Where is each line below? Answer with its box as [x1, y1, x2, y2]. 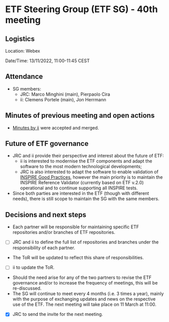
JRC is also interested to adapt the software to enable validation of [20, 169, 159, 175]
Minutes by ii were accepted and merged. [12, 125, 99, 131]
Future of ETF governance [5, 139, 89, 148]
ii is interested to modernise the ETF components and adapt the [20, 158, 152, 164]
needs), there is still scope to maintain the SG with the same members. [12, 196, 160, 202]
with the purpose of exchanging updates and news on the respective [12, 296, 156, 302]
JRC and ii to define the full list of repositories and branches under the [12, 239, 159, 245]
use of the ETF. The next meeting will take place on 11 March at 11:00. [12, 301, 156, 307]
